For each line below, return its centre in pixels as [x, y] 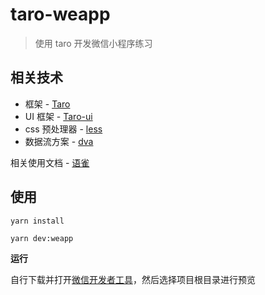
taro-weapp [60, 14]
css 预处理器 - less [63, 129]
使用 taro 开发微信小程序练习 [93, 43]
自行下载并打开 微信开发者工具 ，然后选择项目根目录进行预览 [133, 279]
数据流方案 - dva [59, 141]
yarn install [37, 221]
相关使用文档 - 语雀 [50, 162]
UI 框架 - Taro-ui [58, 116]
